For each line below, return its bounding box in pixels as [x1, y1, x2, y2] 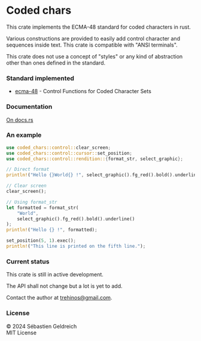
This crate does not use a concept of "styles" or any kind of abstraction [6, 53, 183, 60]
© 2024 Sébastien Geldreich [6, 322, 77, 330]
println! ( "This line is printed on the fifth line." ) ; [6, 243, 146, 250]
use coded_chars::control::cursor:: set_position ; [6, 150, 133, 156]
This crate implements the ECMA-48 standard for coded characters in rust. [6, 23, 191, 30]
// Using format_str [6, 199, 58, 205]
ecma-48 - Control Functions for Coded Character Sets [14, 88, 151, 95]
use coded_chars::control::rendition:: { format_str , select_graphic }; [6, 156, 184, 162]
